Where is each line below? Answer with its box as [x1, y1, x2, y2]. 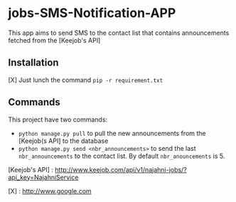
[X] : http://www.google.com [8, 186, 92, 195]
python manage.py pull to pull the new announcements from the [18, 129, 206, 137]
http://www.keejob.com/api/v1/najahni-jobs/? [55, 165, 187, 174]
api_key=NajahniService [8, 173, 79, 181]
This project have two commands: [8, 115, 108, 124]
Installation [8, 57, 59, 69]
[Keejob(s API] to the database [18, 137, 109, 145]
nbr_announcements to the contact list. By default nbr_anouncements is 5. [18, 151, 225, 160]
